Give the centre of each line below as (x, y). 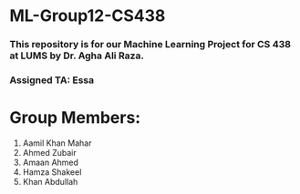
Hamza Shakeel (52, 172)
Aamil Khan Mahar (57, 143)
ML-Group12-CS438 (88, 16)
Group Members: (75, 118)
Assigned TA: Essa (52, 80)
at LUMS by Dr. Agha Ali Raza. (77, 56)
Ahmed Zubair (49, 152)
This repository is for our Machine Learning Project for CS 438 (150, 45)
